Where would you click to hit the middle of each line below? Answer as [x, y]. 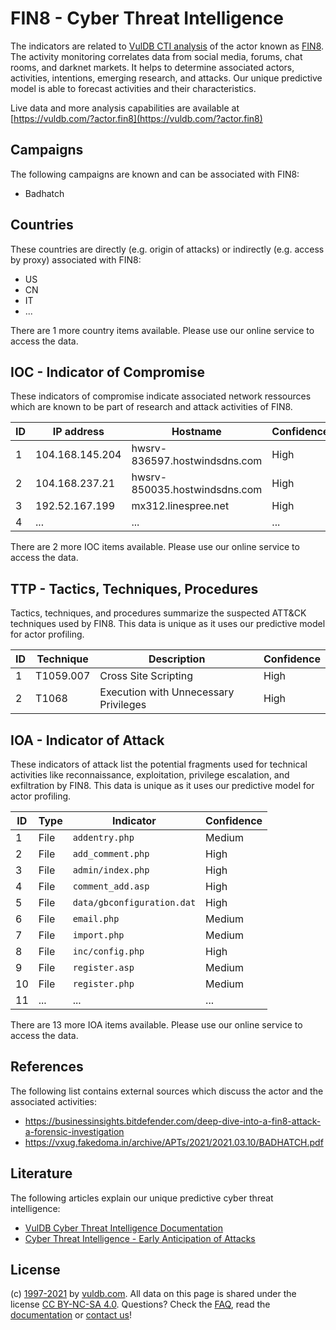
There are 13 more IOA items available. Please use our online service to [156, 1025]
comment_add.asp [111, 886]
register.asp [103, 967]
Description [177, 659]
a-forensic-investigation [74, 1131]
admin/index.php [111, 870]
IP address [78, 432]
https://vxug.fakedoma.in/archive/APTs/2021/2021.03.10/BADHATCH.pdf [174, 1142]
